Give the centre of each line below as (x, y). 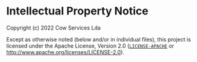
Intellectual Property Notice (77, 11)
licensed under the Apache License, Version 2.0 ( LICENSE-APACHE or (90, 46)
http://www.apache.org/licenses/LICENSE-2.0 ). (65, 52)
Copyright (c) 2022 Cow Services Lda (54, 28)
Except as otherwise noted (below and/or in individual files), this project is (98, 39)
